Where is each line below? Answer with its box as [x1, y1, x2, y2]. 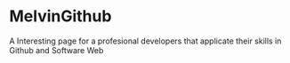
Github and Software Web [9, 44, 104, 55]
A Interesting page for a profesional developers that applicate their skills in [9, 35, 282, 46]
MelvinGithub [9, 6, 112, 27]
